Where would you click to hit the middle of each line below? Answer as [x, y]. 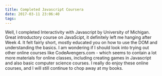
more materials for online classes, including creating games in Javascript [78, 58]
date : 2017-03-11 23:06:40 [32, 14]
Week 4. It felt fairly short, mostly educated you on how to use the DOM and [81, 43]
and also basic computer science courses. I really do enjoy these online [77, 63]
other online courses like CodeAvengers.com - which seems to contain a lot [81, 53]
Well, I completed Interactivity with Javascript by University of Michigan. [78, 32]
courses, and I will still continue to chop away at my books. [64, 68]
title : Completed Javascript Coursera [44, 9]
